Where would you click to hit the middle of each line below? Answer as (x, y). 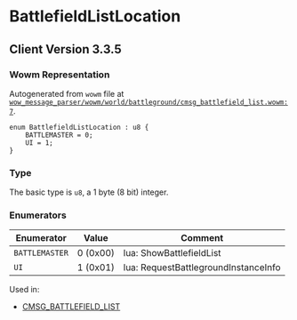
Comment (202, 238)
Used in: (24, 290)
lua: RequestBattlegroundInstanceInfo (202, 268)
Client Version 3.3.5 (65, 49)
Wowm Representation (60, 75)
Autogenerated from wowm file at (67, 93)
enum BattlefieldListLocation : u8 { (79, 127)
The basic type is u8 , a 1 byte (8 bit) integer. (89, 192)
